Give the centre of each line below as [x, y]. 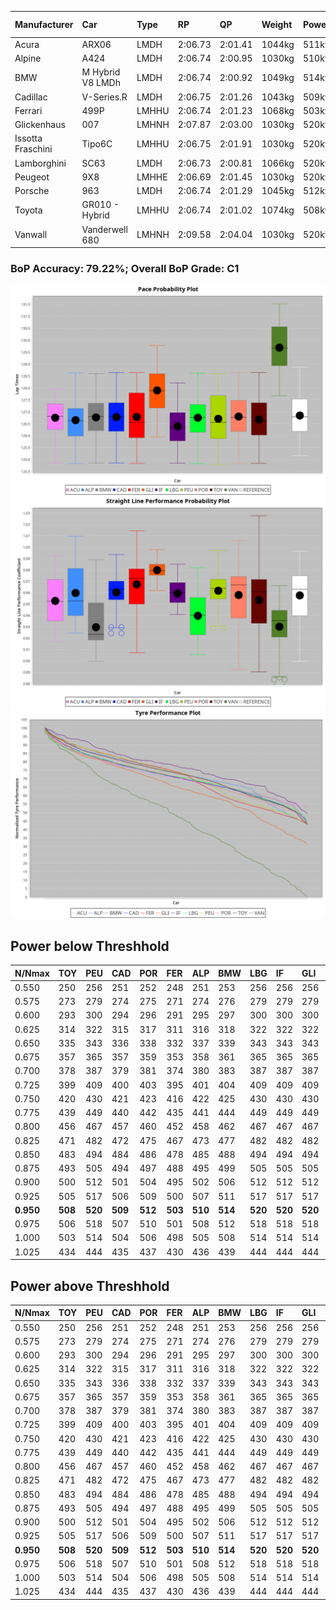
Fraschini [33, 149]
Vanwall [31, 234]
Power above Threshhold [90, 1286]
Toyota [28, 210]
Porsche [32, 190]
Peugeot [32, 177]
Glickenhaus [40, 124]
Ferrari [28, 110]
